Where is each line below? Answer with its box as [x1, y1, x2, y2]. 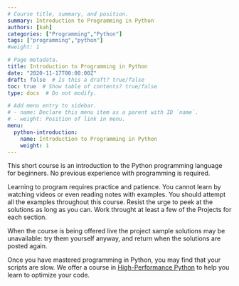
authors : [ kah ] [7, 23, 53, 31]
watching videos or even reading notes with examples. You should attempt [7, 190, 226, 199]
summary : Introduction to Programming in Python [7, 17, 154, 24]
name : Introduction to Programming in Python [20, 135, 158, 142]
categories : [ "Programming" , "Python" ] [7, 30, 122, 38]
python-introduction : [14, 129, 78, 136]
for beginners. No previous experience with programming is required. [7, 169, 211, 178]
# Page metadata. [7, 56, 59, 64]
